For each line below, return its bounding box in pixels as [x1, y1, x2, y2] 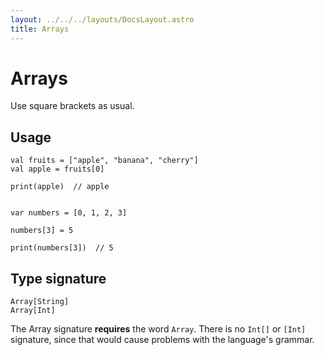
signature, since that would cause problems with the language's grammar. [10, 334, 315, 346]
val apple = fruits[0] [10, 164, 105, 175]
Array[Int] [10, 306, 56, 316]
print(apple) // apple [10, 182, 110, 192]
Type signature [10, 270, 107, 287]
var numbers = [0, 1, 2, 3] [10, 208, 128, 218]
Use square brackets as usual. [10, 100, 135, 112]
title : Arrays [10, 24, 70, 34]
